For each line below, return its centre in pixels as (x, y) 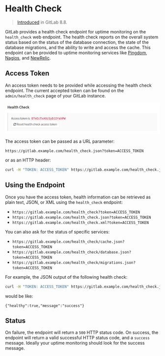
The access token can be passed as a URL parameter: (60, 141)
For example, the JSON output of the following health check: (66, 277)
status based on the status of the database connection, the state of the (77, 42)
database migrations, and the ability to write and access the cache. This (78, 47)
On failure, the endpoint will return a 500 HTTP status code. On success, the (82, 332)
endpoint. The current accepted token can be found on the (65, 90)
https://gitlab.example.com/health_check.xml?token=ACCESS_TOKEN (80, 223)
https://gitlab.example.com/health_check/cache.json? (68, 242)
